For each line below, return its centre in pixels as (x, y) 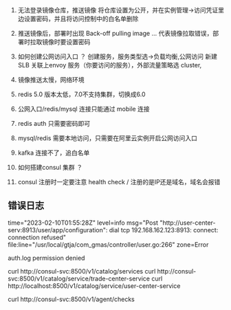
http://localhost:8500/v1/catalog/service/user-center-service (94, 286)
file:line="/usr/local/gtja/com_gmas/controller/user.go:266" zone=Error (108, 244)
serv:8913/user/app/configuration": (58, 230)
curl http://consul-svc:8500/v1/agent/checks (71, 299)
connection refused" (37, 237)
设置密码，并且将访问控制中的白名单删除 (81, 19)
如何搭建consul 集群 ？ (50, 167)
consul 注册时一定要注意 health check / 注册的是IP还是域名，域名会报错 (119, 182)
